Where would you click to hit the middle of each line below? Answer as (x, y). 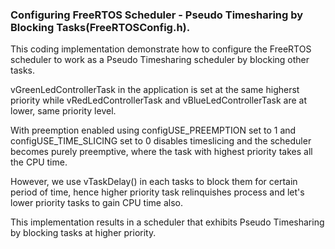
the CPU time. (39, 162)
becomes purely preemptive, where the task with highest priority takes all (161, 152)
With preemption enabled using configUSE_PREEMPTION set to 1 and (153, 130)
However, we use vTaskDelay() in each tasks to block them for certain (154, 182)
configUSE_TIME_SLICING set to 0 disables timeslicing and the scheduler (161, 141)
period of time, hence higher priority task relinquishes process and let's (157, 192)
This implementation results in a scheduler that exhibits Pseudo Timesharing (167, 222)
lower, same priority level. (63, 111)
